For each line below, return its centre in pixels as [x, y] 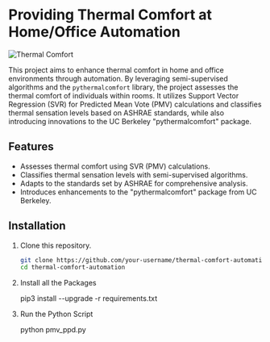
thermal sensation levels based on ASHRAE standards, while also [116, 113]
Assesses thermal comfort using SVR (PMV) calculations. [115, 166]
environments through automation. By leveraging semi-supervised [118, 78]
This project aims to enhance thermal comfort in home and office [116, 69]
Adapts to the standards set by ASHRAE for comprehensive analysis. [134, 183]
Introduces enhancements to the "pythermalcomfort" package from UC [138, 192]
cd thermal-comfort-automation [73, 268]
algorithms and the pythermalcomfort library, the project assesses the [123, 87]
